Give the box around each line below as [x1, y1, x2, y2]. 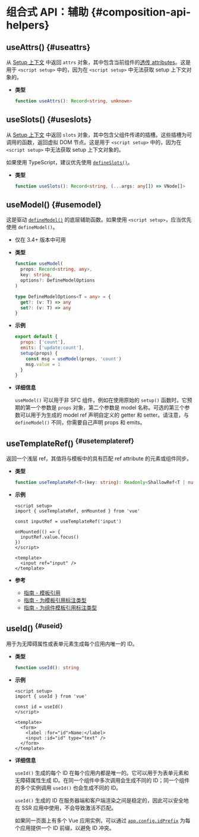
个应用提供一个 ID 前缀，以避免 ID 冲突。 [14, 824, 115, 831]
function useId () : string [14, 664, 79, 670]
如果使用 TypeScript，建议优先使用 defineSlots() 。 [6, 158, 133, 165]
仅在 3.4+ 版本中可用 [14, 236, 67, 243]
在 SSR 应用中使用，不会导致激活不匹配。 [14, 804, 117, 811]
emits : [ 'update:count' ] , [20, 345, 84, 351]
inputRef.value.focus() [20, 534, 79, 540]
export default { [14, 334, 58, 340]
